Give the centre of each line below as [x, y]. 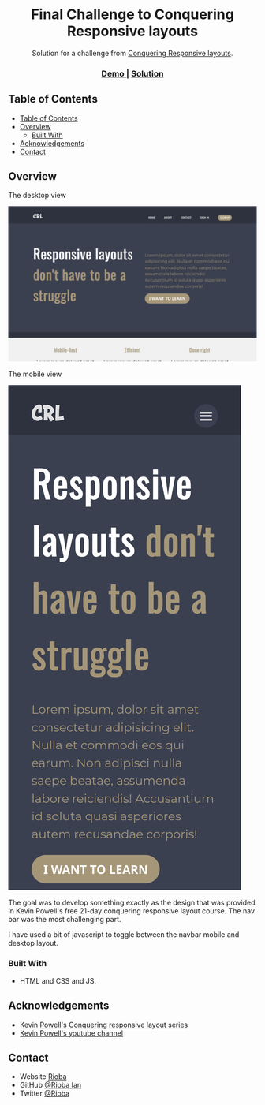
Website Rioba [43, 1077]
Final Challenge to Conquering [132, 15]
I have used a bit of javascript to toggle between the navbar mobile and [124, 935]
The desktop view [37, 196]
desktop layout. [34, 943]
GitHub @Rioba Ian [50, 1085]
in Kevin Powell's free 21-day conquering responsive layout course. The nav [131, 911]
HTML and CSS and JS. [58, 980]
